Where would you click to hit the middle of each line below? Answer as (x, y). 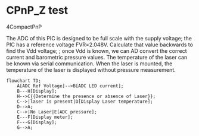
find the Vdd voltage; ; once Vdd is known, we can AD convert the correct (97, 50)
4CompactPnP (24, 27)
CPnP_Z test (37, 10)
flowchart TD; (24, 81)
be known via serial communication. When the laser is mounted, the (89, 64)
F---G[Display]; (37, 122)
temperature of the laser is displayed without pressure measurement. (91, 69)
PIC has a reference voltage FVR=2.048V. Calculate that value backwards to (100, 45)
